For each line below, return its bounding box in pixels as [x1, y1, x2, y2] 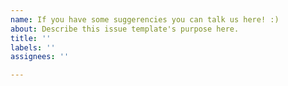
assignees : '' [10, 52, 70, 62]
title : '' [10, 33, 52, 43]
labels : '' [10, 42, 56, 53]
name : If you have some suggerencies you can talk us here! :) [10, 14, 280, 25]
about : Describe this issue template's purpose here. [10, 24, 240, 34]
